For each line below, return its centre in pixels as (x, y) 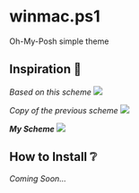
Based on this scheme (50, 92)
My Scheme (32, 129)
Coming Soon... (38, 178)
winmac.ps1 (55, 17)
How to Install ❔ (53, 157)
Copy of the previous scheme (64, 110)
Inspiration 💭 (46, 69)
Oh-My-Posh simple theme (59, 41)
